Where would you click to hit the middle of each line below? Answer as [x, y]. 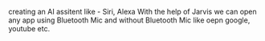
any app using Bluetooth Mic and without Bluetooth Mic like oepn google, [129, 20]
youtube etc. [29, 29]
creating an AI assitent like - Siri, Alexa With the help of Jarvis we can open [132, 12]
